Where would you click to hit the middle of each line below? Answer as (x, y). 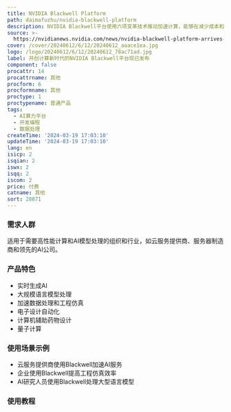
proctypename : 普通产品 (39, 103)
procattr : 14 (26, 71)
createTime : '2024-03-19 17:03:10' (58, 135)
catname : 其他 (26, 193)
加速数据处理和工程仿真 (50, 302)
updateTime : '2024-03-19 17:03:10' (58, 142)
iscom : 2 (20, 180)
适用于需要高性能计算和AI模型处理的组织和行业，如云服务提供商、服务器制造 (115, 241)
